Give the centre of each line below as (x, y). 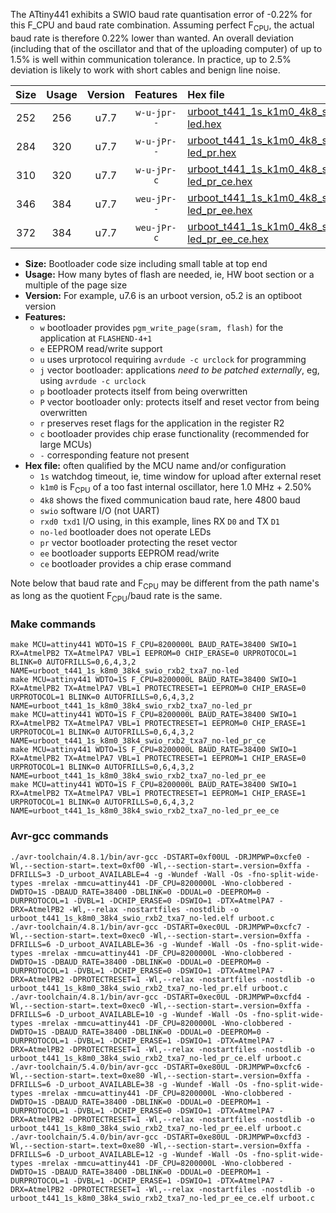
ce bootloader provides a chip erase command (135, 563)
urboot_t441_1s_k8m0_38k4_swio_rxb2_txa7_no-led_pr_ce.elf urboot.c (156, 1058)
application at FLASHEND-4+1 (96, 338)
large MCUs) (66, 444)
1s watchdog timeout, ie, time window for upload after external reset (180, 476)
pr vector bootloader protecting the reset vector (138, 542)
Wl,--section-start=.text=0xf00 (77, 865)
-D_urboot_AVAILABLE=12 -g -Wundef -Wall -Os (151, 1154)
